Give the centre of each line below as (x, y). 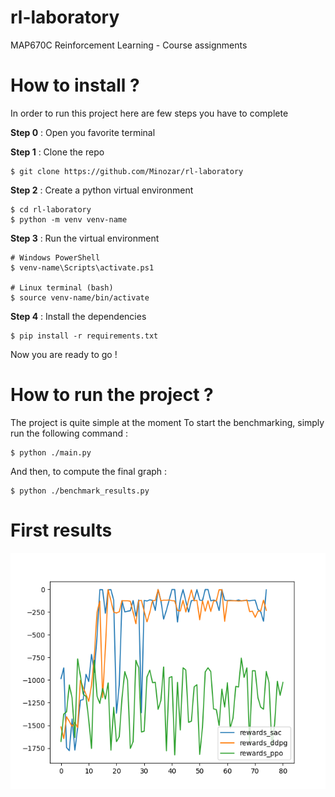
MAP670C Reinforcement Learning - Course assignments (129, 45)
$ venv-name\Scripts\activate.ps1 (82, 267)
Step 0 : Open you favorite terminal (83, 132)
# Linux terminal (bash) (62, 287)
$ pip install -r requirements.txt (84, 336)
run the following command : (69, 433)
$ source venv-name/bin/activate (80, 297)
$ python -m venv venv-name (69, 219)
